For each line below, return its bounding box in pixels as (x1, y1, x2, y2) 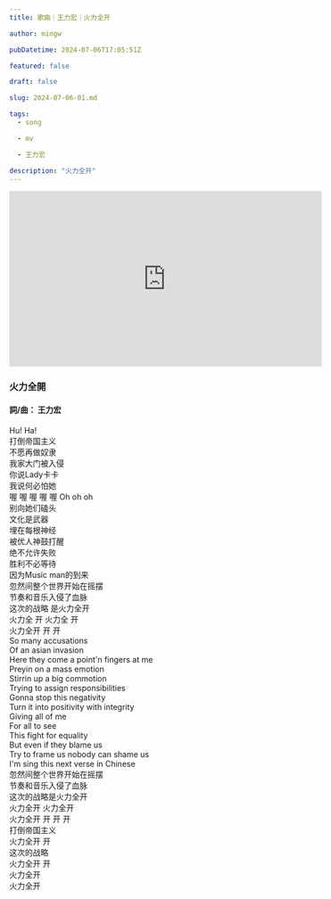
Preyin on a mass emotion (9, 664, 105, 674)
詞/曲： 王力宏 (9, 404, 62, 415)
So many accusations (9, 635, 88, 646)
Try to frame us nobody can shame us (9, 748, 150, 759)
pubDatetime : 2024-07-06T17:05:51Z (9, 45, 142, 54)
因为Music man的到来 (9, 569, 89, 580)
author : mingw (9, 29, 62, 38)
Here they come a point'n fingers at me (9, 654, 153, 664)
